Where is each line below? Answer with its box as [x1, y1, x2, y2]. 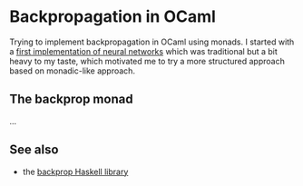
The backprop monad [9, 92, 133, 107]
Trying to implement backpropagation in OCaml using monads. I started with [9, 36, 295, 47]
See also [9, 142, 59, 158]
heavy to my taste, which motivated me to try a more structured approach [9, 55, 286, 66]
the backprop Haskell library [22, 166, 129, 177]
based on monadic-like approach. [9, 65, 136, 76]
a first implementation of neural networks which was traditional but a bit [9, 45, 279, 56]
